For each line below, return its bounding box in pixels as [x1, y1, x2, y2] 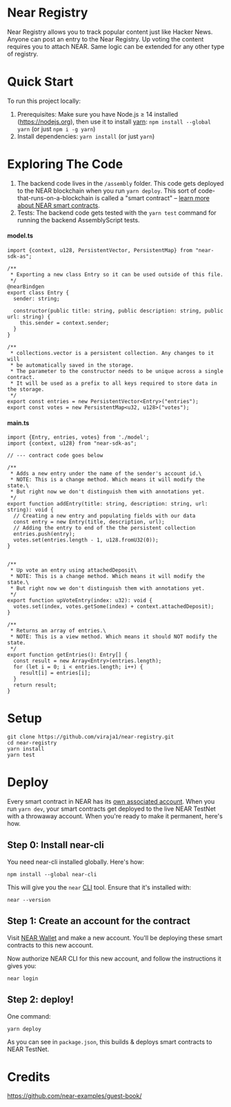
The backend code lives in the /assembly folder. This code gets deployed [17, 179, 224, 187]
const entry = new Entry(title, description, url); [13, 519, 165, 526]
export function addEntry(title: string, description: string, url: [7, 501, 208, 508]
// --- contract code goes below [7, 452, 103, 459]
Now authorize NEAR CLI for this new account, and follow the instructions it [7, 954, 222, 963]
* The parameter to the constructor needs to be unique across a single [10, 368, 224, 375]
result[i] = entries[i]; [19, 670, 91, 677]
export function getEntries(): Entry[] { [7, 651, 128, 659]
